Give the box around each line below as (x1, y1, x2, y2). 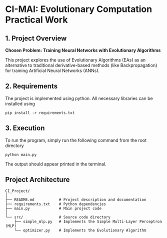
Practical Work (5, 14, 68, 25)
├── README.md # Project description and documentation (5, 197, 146, 202)
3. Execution (5, 124, 45, 132)
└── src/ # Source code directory (5, 215, 111, 220)
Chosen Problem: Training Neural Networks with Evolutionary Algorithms (5, 47, 161, 53)
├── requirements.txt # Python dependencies (5, 201, 106, 207)
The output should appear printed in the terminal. (5, 161, 106, 167)
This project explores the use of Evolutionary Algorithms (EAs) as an (5, 57, 146, 63)
